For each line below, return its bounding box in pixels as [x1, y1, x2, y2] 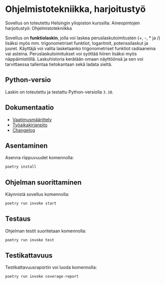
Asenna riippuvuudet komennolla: [5, 155, 74, 161]
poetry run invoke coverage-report [5, 274, 79, 279]
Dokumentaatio [5, 103, 54, 112]
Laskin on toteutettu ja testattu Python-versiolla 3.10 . [5, 89, 114, 95]
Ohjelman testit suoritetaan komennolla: [5, 228, 86, 234]
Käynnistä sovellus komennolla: [5, 191, 70, 197]
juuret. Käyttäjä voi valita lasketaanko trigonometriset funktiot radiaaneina [5, 45, 156, 51]
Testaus [5, 215, 31, 223]
